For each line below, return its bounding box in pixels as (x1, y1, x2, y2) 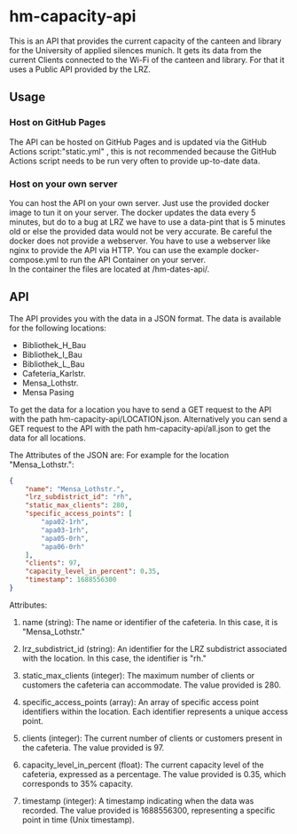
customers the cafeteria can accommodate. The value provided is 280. (21, 679, 282, 690)
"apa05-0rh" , (41, 534, 90, 543)
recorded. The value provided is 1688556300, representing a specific (21, 805, 276, 815)
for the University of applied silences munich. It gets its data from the (9, 44, 262, 55)
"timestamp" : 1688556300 (25, 576, 117, 584)
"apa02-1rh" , (41, 518, 90, 527)
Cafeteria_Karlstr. (21, 368, 86, 378)
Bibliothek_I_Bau (21, 349, 82, 360)
